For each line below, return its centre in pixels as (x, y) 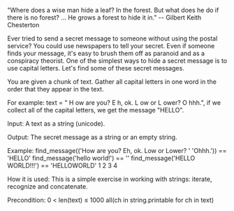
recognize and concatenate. (48, 187)
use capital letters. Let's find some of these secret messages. (96, 68)
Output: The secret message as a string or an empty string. (92, 137)
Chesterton (23, 25)
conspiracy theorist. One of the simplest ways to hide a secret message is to (117, 61)
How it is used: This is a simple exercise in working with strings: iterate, (110, 179)
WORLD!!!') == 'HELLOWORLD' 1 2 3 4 (62, 166)
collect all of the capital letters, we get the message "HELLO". (96, 110)
